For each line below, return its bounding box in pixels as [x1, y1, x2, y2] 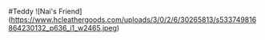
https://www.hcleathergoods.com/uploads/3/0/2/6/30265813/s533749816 [10, 15, 257, 24]
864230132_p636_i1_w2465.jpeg [8, 24, 118, 32]
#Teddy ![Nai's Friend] [8, 7, 82, 16]
